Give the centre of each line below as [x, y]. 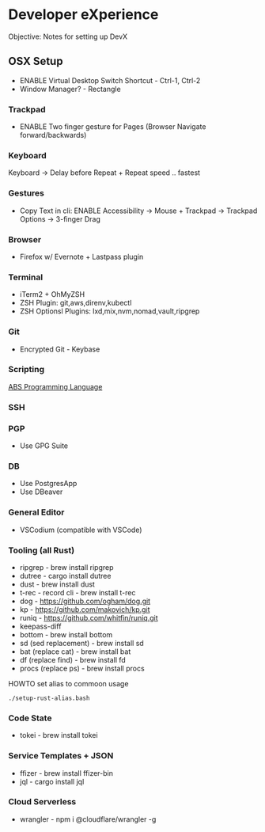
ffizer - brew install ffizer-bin [66, 773]
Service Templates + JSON [61, 756]
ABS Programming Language [55, 386]
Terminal [26, 277]
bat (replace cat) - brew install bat [75, 652]
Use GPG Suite [44, 446]
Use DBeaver [41, 492]
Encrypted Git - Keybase [60, 349]
